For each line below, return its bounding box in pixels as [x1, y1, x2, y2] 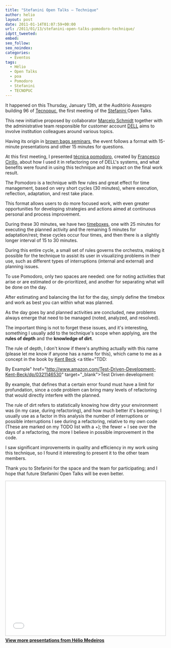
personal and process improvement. [5, 211, 81, 217]
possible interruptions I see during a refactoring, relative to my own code [5, 418, 157, 424]
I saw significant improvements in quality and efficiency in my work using [5, 444, 158, 450]
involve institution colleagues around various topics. [5, 128, 114, 134]
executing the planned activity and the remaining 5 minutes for [5, 226, 136, 232]
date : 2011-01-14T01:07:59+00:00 [5, 21, 76, 27]
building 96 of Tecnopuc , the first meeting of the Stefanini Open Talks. [5, 108, 153, 114]
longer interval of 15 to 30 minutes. [5, 237, 78, 243]
